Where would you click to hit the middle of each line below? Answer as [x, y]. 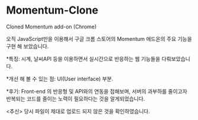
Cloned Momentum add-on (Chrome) [51, 27]
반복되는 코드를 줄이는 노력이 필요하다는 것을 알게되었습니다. [76, 99]
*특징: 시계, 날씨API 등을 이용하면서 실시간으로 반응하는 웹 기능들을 [83, 59]
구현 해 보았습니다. [27, 46]
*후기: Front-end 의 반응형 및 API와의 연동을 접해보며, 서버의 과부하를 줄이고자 [97, 91]
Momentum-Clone [52, 10]
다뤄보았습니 [176, 59]
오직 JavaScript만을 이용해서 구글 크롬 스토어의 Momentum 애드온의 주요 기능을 [99, 38]
